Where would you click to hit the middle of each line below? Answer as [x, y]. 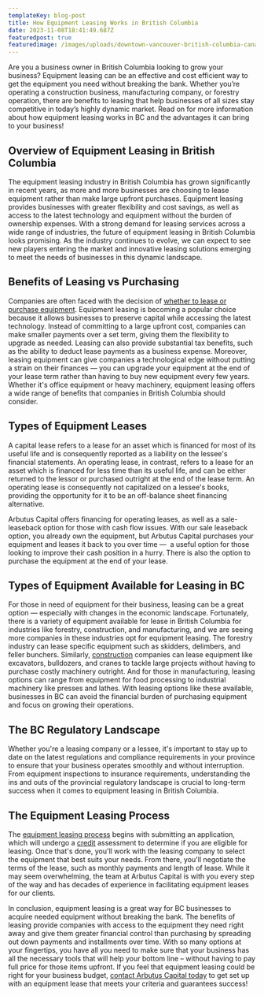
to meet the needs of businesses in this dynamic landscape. [105, 257]
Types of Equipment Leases [78, 426]
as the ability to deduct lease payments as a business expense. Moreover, [128, 351]
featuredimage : [33, 45]
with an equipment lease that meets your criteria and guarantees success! [128, 983]
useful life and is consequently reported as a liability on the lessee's [118, 453]
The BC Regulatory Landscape [84, 730]
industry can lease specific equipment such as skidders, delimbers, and [125, 646]
